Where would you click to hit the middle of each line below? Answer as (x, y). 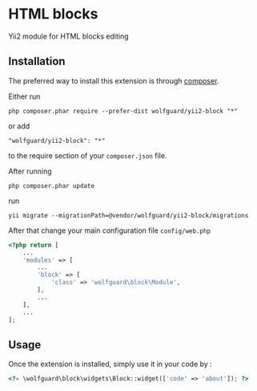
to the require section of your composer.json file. (88, 155)
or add (19, 126)
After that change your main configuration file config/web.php (109, 230)
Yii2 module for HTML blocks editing (68, 36)
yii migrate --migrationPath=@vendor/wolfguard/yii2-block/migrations (128, 215)
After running (30, 171)
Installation (37, 61)
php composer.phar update (51, 185)
